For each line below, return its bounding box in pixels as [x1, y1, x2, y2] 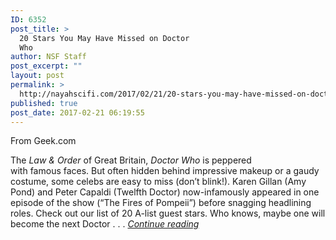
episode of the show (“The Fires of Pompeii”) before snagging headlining [10, 197, 312, 209]
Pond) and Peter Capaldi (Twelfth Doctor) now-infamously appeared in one [10, 186, 320, 198]
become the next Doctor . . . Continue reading [10, 218, 200, 230]
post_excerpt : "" [10, 61, 83, 71]
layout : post [10, 71, 65, 81]
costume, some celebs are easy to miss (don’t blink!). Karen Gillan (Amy [10, 176, 307, 188]
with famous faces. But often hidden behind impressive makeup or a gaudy [10, 165, 320, 177]
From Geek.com [10, 135, 77, 147]
